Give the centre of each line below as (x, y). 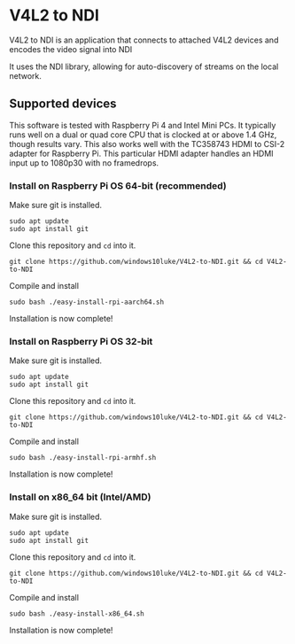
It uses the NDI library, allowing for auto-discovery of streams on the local (144, 66)
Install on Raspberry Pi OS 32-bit (81, 341)
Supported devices (63, 104)
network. (26, 75)
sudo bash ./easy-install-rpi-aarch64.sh (87, 302)
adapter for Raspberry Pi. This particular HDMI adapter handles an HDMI (141, 153)
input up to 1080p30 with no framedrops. (84, 163)
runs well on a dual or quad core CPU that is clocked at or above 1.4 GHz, (143, 135)
